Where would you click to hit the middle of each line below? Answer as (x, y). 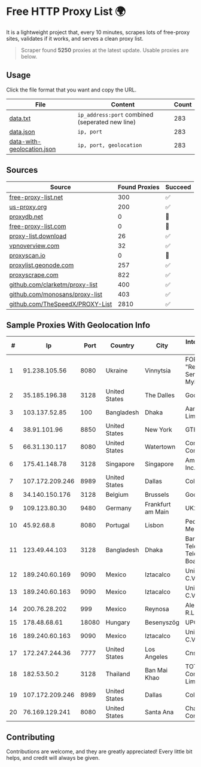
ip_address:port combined (115, 114)
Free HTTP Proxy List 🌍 (66, 12)
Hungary (118, 622)
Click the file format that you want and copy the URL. (71, 90)
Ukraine (117, 371)
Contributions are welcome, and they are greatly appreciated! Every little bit (99, 751)
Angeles (156, 657)
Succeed (178, 187)
